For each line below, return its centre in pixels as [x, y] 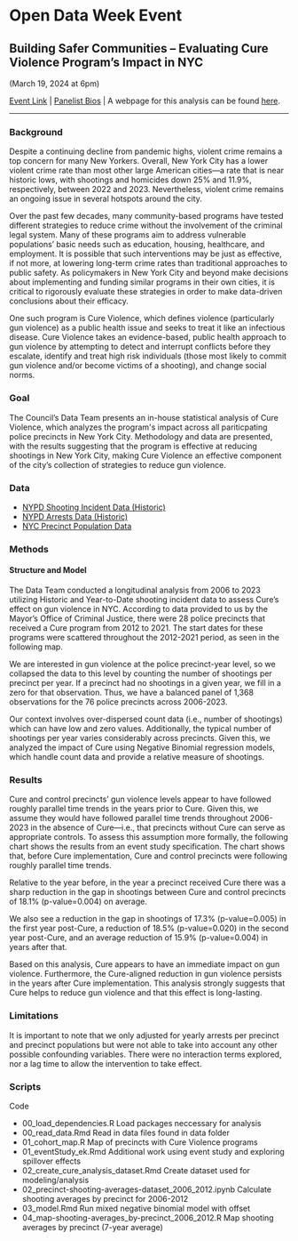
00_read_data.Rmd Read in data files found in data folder [126, 1132]
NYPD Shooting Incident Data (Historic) [94, 507]
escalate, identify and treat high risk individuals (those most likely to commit [148, 356]
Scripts [25, 1086]
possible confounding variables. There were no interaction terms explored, [145, 1054]
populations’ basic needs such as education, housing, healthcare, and [137, 245]
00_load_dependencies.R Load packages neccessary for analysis [141, 1123]
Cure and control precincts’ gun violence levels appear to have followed [141, 799]
